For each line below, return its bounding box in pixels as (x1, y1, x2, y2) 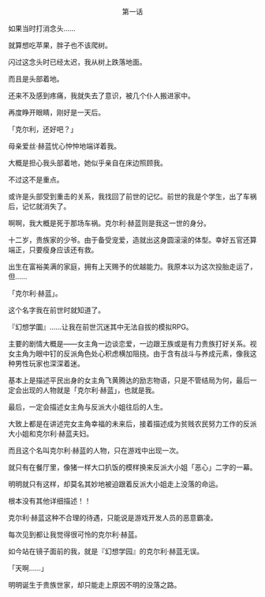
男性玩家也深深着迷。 (14, 359, 84, 368)
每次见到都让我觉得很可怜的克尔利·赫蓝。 (8, 530, 142, 539)
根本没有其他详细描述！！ (8, 497, 91, 505)
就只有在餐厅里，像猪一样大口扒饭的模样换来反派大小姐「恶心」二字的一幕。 (8, 463, 257, 472)
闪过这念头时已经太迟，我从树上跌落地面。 (8, 58, 147, 66)
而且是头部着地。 (8, 74, 64, 83)
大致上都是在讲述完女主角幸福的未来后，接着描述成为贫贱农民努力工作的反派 (8, 419, 257, 429)
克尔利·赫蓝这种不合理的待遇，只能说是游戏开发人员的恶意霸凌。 (8, 513, 218, 522)
